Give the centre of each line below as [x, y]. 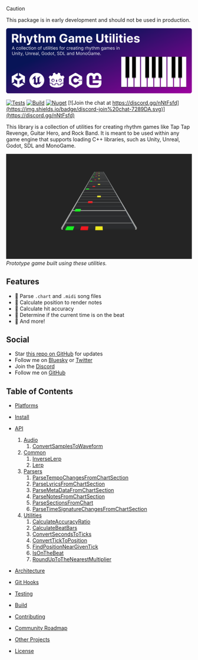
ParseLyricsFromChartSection [68, 484]
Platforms [26, 406]
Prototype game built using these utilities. [57, 263]
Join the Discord [34, 367]
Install [22, 417]
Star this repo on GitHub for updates [59, 354]
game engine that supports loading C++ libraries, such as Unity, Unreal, [93, 140]
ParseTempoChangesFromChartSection [80, 478]
